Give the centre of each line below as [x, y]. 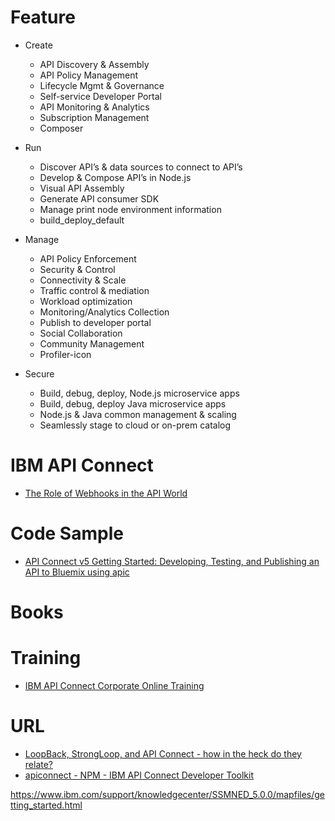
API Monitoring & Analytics [94, 107]
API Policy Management [89, 75]
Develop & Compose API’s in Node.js [115, 177]
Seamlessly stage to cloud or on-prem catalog [135, 425]
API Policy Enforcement [88, 258]
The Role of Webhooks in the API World [106, 493]
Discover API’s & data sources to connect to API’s [141, 167]
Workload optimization [86, 301]
